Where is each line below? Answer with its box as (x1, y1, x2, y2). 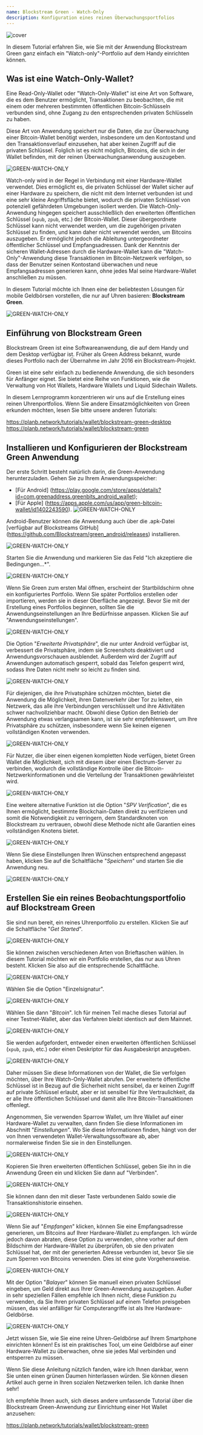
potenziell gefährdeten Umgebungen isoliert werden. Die (6, 203, 148, 210)
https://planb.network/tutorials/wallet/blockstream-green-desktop (6, 418, 171, 426)
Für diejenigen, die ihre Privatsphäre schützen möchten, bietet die (6, 689, 171, 697)
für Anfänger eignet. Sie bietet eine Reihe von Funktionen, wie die (6, 375, 170, 383)
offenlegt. (6, 1101, 30, 1108)
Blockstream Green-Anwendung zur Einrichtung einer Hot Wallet (6, 1403, 168, 1411)
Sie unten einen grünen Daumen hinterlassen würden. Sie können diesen (6, 1372, 188, 1379)
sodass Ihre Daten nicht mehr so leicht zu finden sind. (6, 666, 141, 673)
